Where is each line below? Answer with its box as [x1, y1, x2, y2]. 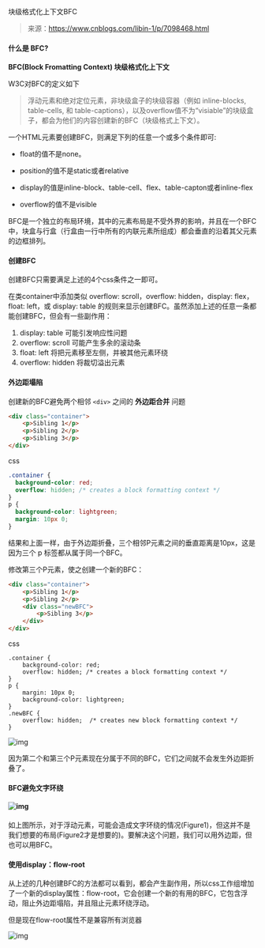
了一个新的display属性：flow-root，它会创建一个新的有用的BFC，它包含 [8, 889, 241, 898]
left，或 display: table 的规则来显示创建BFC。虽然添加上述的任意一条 [26, 301, 250, 311]
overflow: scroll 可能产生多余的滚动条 [19, 338, 141, 348]
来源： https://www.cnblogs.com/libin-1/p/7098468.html [27, 24, 210, 33]
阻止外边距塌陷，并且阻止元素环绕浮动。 [21, 898, 154, 908]
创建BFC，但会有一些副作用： [14, 312, 112, 321]
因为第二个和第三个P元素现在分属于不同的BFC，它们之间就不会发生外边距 [8, 753, 248, 763]
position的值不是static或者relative [19, 166, 129, 176]
